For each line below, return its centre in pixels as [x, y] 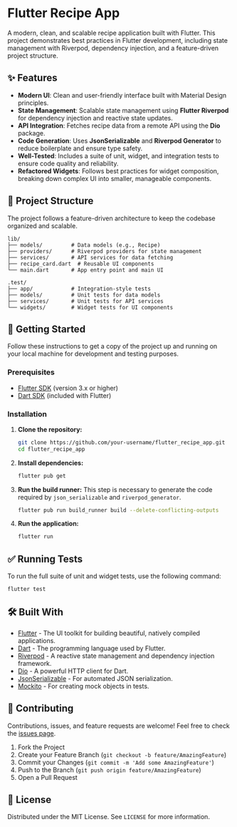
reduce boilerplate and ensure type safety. [80, 148]
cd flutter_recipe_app [51, 449]
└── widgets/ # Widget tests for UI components [90, 307]
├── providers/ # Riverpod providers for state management [105, 251]
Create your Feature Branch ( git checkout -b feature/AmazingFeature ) [122, 754]
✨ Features [32, 78]
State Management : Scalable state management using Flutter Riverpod [123, 110]
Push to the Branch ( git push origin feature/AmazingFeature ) [109, 770]
